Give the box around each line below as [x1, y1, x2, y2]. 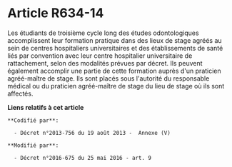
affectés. [7, 89, 34, 98]
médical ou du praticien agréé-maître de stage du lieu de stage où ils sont [7, 81, 225, 90]
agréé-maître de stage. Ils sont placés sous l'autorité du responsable [7, 74, 210, 83]
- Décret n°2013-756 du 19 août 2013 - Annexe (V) [14, 129, 171, 136]
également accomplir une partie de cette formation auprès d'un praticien [7, 66, 221, 75]
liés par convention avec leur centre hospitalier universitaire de [7, 51, 193, 60]
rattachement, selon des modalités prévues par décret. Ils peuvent [7, 59, 203, 67]
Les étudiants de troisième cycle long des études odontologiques [7, 29, 199, 37]
